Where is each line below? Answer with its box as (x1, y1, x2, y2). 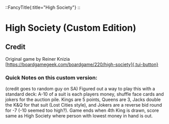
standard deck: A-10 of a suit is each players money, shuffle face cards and (5, 91, 164, 97)
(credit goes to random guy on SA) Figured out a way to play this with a (5, 86, 155, 92)
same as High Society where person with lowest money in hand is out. (5, 113, 153, 119)
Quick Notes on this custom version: (5, 74, 98, 81)
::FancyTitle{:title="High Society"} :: (5, 5, 81, 10)
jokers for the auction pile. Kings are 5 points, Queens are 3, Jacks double (5, 96, 161, 103)
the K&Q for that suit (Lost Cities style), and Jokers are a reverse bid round (5, 102, 162, 108)
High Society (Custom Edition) (5, 22, 136, 34)
